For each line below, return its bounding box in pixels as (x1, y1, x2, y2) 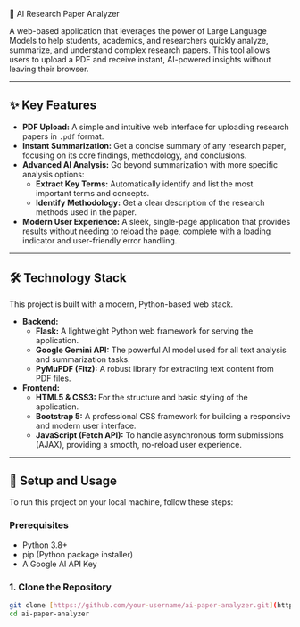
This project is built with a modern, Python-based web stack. (9, 299, 234, 309)
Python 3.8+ (21, 540, 69, 550)
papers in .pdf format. (21, 130, 104, 142)
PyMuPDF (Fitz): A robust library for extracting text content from (35, 363, 274, 374)
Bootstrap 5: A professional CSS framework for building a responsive (35, 410, 291, 421)
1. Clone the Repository (9, 581, 112, 593)
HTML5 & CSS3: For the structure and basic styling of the (35, 392, 248, 402)
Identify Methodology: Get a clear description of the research (35, 197, 265, 208)
